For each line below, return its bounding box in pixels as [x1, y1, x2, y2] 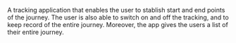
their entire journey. [7, 28, 65, 36]
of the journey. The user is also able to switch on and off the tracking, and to [7, 13, 229, 21]
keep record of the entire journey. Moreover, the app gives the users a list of [7, 21, 229, 28]
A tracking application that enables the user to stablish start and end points [7, 6, 225, 14]
